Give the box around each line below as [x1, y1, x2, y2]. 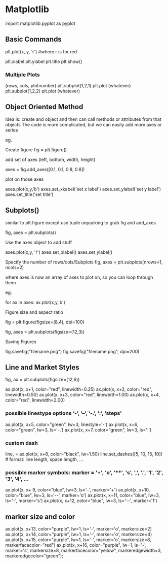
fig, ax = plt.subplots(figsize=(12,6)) [5, 377, 80, 383]
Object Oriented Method [5, 103, 83, 111]
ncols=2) [5, 264, 24, 270]
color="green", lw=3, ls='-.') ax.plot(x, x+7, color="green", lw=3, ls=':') [5, 426, 152, 433]
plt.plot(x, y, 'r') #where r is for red [5, 48, 77, 54]
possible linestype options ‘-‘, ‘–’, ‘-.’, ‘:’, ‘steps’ [5, 410, 122, 417]
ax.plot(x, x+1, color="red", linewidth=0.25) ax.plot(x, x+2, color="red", [5, 386, 153, 392]
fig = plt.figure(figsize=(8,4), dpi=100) [5, 319, 85, 325]
